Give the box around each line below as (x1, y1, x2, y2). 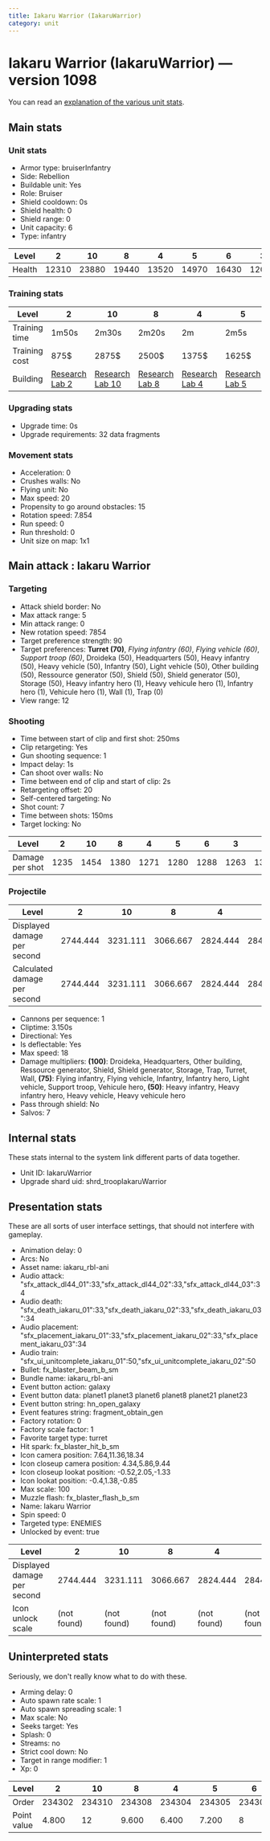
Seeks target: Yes (19, 1721, 79, 1731)
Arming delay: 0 (19, 1687, 73, 1696)
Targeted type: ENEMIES (19, 1518, 102, 1528)
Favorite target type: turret (19, 1433, 108, 1443)
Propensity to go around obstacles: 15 (19, 502, 146, 512)
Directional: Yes (19, 1031, 72, 1041)
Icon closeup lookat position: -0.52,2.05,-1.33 (19, 1467, 171, 1476)
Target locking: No (19, 819, 82, 828)
